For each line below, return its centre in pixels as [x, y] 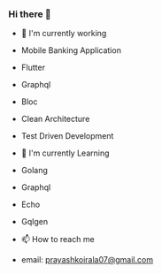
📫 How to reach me [58, 240]
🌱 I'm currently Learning [65, 153]
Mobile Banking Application [71, 50]
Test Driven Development [67, 136]
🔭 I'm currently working [64, 34]
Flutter [33, 68]
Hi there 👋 [30, 14]
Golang [34, 171]
